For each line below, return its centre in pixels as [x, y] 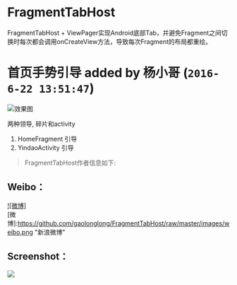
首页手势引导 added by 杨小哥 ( [98, 73]
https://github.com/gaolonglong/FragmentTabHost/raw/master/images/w [123, 223]
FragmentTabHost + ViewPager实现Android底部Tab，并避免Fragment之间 [115, 33]
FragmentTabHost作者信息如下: [70, 163]
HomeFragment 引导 [47, 139]
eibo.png [20, 232]
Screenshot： [38, 256]
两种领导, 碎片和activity [41, 124]
